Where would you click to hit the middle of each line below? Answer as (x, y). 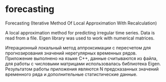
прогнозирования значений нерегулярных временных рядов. (71, 53)
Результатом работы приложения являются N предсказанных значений (82, 69)
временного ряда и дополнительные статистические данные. (71, 74)
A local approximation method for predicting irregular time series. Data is (80, 32)
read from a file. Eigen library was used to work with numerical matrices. (80, 38)
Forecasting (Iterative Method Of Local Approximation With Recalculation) (81, 23)
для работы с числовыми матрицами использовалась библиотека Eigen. (83, 63)
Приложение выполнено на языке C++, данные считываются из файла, (81, 58)
